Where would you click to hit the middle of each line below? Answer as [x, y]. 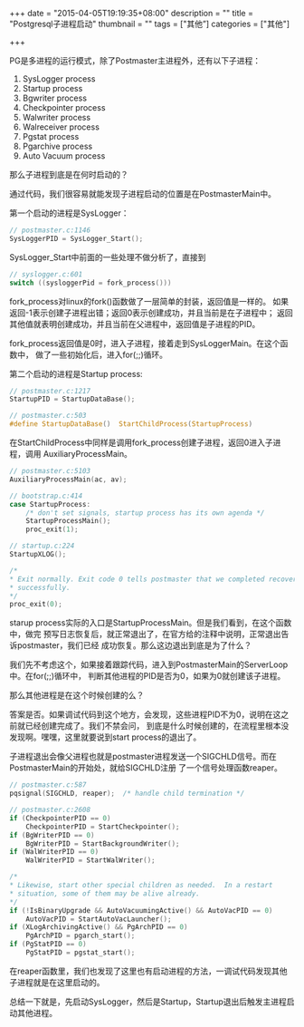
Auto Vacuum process [64, 156]
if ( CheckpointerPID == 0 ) [60, 818]
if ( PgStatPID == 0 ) [48, 945]
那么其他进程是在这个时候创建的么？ [77, 695]
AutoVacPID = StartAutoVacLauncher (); [99, 919]
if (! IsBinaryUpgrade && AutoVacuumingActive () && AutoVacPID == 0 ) [141, 910]
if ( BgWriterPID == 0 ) [52, 835]
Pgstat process [51, 136]
